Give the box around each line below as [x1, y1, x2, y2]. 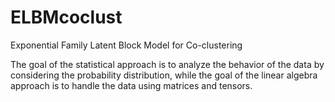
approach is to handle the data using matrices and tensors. [10, 79, 253, 91]
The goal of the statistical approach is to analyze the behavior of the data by [10, 58, 325, 70]
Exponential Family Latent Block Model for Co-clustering [10, 39, 243, 51]
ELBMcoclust [10, 6, 123, 29]
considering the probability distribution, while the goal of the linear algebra [10, 69, 318, 81]
